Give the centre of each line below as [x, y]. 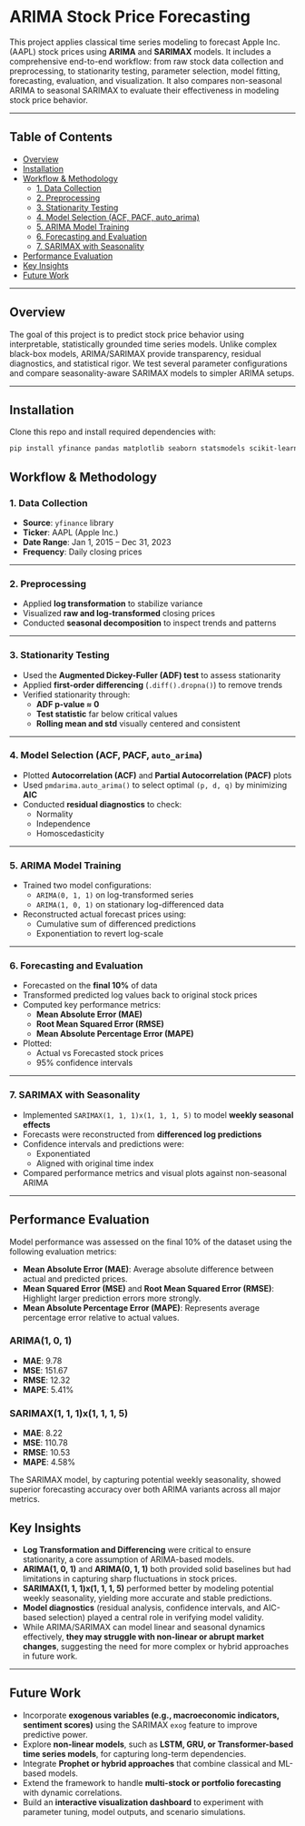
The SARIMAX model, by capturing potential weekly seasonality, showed [145, 1480]
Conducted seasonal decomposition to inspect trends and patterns [149, 623]
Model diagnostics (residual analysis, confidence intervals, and [142, 1608]
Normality [54, 814]
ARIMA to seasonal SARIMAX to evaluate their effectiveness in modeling [144, 90]
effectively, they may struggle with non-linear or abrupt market [143, 1637]
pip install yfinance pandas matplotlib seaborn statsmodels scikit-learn [154, 449]
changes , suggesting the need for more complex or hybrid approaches [155, 1646]
